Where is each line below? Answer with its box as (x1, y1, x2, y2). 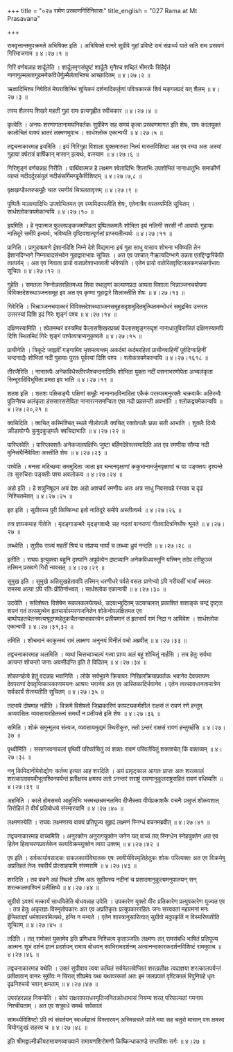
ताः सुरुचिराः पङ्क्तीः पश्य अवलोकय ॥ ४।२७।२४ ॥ (7, 470, 123, 478)
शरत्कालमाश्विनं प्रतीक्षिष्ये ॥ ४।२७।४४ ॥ (7, 884, 99, 891)
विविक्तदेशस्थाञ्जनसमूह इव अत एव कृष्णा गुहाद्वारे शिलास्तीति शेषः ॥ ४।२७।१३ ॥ (7, 289, 185, 296)
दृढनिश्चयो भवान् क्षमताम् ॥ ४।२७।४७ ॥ (7, 980, 98, 988)
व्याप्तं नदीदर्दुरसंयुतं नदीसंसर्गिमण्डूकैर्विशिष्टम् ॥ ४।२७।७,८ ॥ (7, 172, 142, 180)
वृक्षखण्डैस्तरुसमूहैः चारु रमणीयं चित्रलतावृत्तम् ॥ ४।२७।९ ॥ (7, 186, 138, 194)
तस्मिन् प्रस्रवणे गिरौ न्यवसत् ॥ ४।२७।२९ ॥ (7, 564, 105, 571)
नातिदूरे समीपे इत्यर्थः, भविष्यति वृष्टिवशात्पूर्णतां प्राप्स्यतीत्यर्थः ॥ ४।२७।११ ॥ (7, 230, 172, 237)
